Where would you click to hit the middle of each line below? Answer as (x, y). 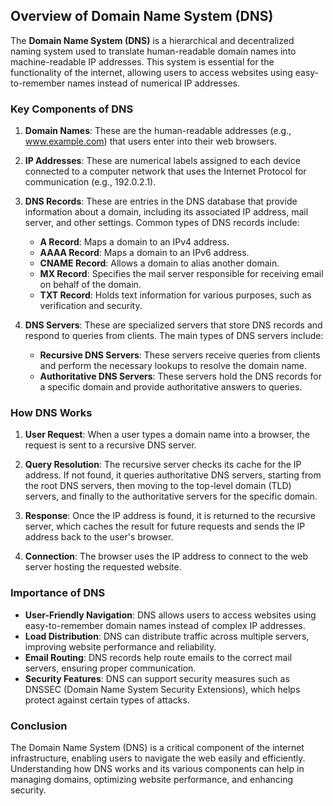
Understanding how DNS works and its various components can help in (157, 768)
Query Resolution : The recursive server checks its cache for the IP (163, 465)
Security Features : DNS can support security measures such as (157, 678)
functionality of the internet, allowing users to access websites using (151, 72)
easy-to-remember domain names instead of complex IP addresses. (165, 625)
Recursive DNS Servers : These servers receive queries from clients (180, 355)
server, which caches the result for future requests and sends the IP (165, 526)
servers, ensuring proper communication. (110, 668)
